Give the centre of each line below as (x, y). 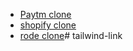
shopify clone (48, 25)
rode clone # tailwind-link (71, 35)
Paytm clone (45, 14)
